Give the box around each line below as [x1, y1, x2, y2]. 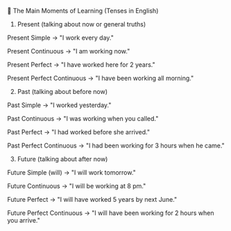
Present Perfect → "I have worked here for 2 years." [7, 61, 155, 69]
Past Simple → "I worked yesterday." [7, 101, 112, 109]
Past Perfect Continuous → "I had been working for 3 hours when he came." [7, 141, 225, 150]
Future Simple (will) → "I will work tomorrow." [7, 168, 137, 177]
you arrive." [7, 216, 40, 224]
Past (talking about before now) [17, 88, 108, 95]
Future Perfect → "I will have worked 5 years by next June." [7, 196, 178, 203]
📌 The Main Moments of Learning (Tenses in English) [7, 7, 159, 15]
